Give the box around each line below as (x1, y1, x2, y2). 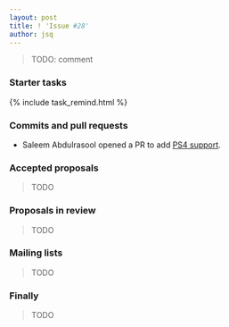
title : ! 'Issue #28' (9, 21, 90, 30)
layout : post (9, 13, 58, 22)
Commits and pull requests (9, 119, 128, 131)
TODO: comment (30, 54, 94, 65)
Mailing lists (9, 247, 63, 259)
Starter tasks (9, 77, 67, 89)
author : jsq (9, 29, 53, 38)
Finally (9, 289, 39, 302)
